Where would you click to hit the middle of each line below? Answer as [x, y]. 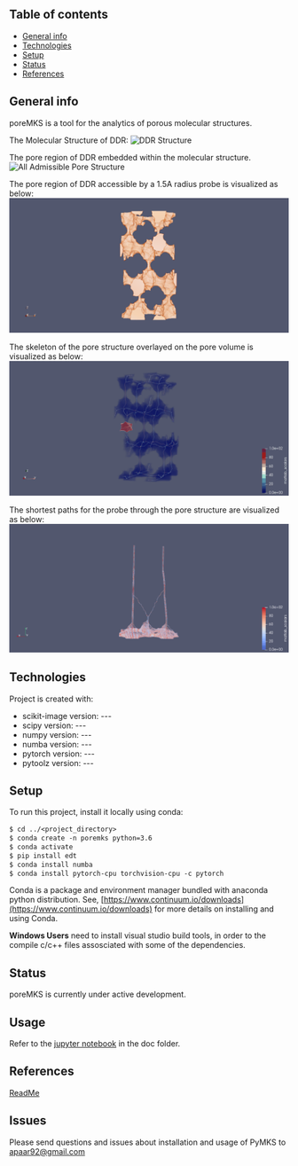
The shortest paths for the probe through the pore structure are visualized [145, 510]
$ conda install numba [51, 865]
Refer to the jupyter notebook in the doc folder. [95, 1043]
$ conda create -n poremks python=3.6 [81, 838]
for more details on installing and [214, 909]
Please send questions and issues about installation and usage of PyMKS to [148, 1142]
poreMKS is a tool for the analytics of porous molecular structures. [131, 122]
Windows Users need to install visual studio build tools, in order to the [137, 935]
